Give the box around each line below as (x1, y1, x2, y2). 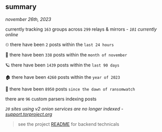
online (5, 31, 18, 37)
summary (5, 3, 37, 11)
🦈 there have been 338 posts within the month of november (5, 52, 127, 58)
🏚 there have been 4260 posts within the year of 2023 (5, 74, 120, 80)
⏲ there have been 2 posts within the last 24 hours (5, 41, 114, 48)
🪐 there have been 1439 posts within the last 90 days (5, 62, 119, 68)
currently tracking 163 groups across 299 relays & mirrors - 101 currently (5, 26, 157, 32)
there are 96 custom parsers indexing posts (5, 96, 97, 102)
